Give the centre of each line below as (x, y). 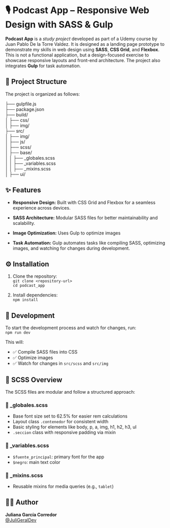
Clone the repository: (35, 276)
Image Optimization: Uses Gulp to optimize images (66, 233)
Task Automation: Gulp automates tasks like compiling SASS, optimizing (89, 243)
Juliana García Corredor (31, 514)
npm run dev (18, 333)
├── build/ (17, 114)
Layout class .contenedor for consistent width (60, 422)
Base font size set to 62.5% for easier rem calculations (70, 416)
